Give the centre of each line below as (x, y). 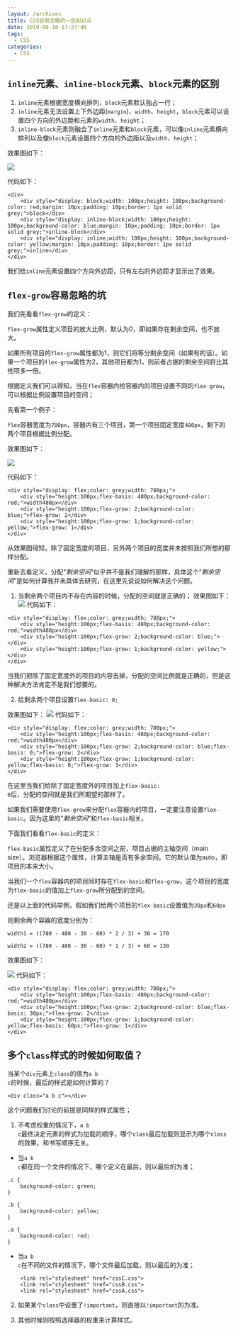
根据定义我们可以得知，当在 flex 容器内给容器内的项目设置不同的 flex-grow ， (118, 385)
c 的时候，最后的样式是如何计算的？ (59, 1083)
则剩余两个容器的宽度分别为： (51, 920)
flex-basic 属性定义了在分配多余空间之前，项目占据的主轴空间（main (108, 848)
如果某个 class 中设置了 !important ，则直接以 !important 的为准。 (110, 1305)
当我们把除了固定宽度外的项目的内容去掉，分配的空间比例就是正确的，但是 (116, 675)
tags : (15, 34)
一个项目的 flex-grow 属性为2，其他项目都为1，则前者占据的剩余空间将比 (118, 362)
